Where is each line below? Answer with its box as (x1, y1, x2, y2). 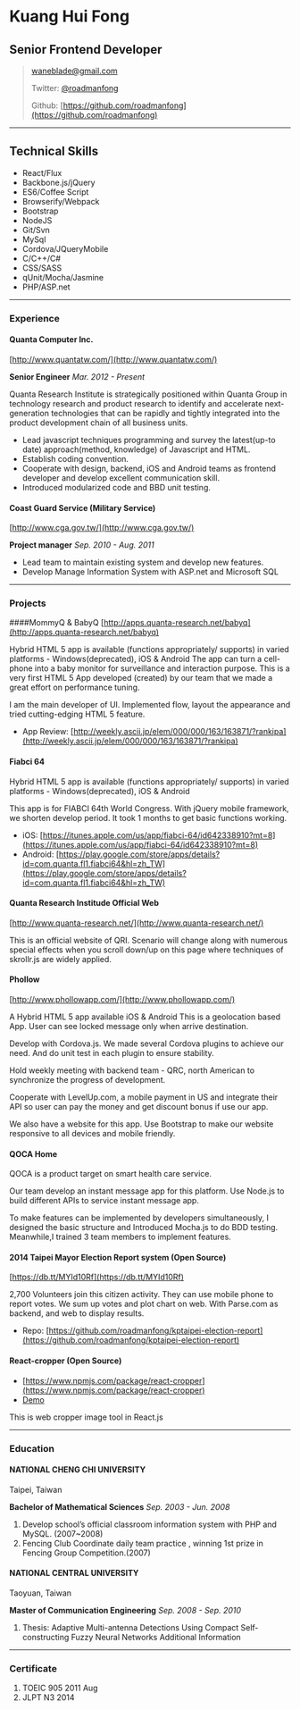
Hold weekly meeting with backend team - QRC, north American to (9, 1065, 255, 1076)
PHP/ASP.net (21, 281, 71, 292)
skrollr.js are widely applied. (9, 953, 112, 964)
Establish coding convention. (21, 453, 129, 464)
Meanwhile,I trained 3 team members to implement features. (9, 1231, 232, 1243)
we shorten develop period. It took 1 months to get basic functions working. (9, 812, 287, 823)
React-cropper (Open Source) (9, 1355, 122, 1366)
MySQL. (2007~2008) (21, 1528, 104, 1538)
